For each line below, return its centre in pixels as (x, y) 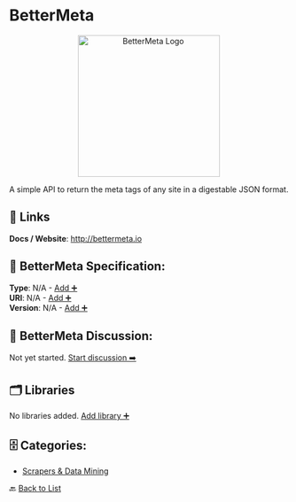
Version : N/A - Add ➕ (49, 307)
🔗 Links (30, 217)
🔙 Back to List (35, 488)
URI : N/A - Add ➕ (40, 297)
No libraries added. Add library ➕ (70, 416)
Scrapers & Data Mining (65, 471)
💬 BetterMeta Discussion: (81, 336)
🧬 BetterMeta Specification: (87, 266)
